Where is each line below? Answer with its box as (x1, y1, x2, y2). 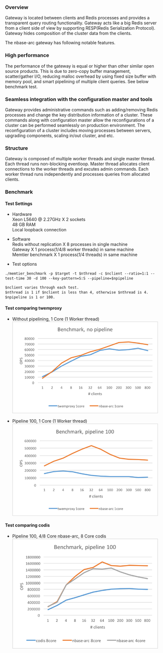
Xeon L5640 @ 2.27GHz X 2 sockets (12, 217, 86, 223)
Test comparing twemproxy (5, 305, 62, 311)
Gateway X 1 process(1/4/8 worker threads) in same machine (12, 247, 134, 253)
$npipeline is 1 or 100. (5, 295, 55, 300)
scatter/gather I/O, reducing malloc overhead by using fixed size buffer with (5, 73, 157, 79)
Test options (12, 261, 37, 267)
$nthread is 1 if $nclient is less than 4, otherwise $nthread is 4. (5, 290, 149, 295)
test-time (5, 276, 25, 281)
